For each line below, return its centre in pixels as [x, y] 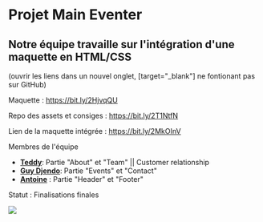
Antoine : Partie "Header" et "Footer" [82, 179]
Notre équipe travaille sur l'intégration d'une [121, 44]
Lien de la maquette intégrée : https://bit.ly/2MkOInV [95, 131]
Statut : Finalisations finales [54, 195]
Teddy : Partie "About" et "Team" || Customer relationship [115, 162]
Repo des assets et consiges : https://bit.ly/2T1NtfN [93, 115]
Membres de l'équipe [43, 147]
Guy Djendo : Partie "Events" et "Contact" [89, 171]
